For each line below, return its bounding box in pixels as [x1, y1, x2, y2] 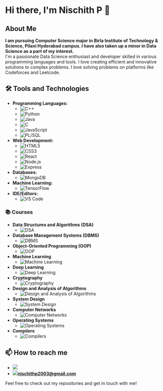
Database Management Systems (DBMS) [12, 232, 99, 239]
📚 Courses [5, 208, 33, 215]
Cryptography [12, 275, 43, 281]
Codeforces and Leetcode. [5, 69, 60, 75]
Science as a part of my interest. [5, 48, 74, 54]
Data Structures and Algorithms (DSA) [12, 222, 94, 228]
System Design [12, 296, 45, 302]
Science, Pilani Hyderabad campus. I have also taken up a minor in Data [5, 43, 156, 49]
